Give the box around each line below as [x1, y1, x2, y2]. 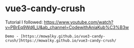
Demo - [5, 34, 19, 39]
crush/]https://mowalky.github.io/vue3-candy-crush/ [5, 38, 117, 43]
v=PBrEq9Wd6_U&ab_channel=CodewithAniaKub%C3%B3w [5, 24, 129, 30]
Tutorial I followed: [5, 19, 43, 25]
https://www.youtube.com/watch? [44, 19, 114, 25]
